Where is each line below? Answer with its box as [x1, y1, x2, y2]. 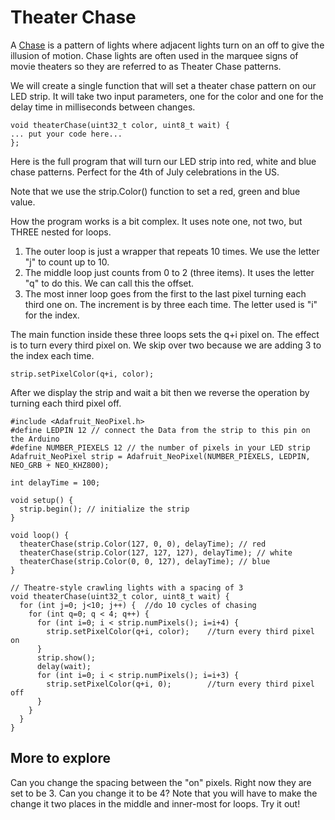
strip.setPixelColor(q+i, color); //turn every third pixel [46, 626, 315, 636]
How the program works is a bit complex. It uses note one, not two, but [10, 215, 303, 227]
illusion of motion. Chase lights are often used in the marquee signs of [10, 49, 299, 61]
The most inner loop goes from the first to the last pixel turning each [24, 287, 307, 300]
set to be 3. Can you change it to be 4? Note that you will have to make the [10, 787, 318, 799]
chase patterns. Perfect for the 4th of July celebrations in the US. [10, 166, 280, 178]
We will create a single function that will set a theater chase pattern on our [10, 79, 317, 91]
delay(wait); [36, 661, 92, 671]
